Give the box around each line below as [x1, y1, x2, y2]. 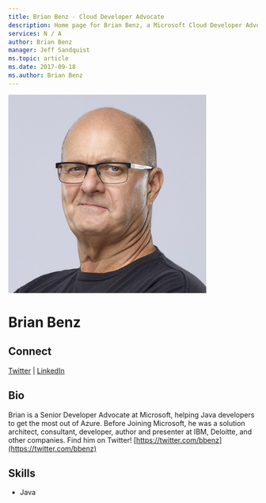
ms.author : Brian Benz [8, 71, 83, 79]
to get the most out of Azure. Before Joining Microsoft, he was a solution [8, 418, 245, 428]
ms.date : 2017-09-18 [8, 63, 77, 71]
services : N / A [8, 29, 62, 37]
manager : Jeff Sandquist [8, 46, 90, 55]
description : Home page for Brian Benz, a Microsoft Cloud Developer [8, 21, 243, 29]
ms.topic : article [8, 55, 69, 63]
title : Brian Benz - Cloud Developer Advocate [8, 13, 165, 21]
